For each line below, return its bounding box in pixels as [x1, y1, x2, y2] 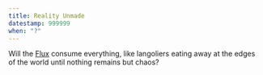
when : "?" [8, 27, 42, 35]
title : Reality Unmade [8, 11, 85, 20]
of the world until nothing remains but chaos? [8, 57, 159, 67]
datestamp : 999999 [8, 19, 70, 27]
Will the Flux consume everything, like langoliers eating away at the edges [8, 49, 256, 59]
